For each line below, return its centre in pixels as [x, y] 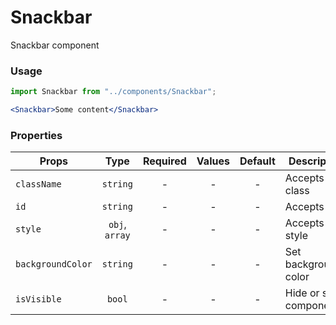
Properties [36, 135]
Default [257, 161]
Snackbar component [55, 45]
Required [164, 161]
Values [213, 161]
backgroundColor [54, 264]
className [38, 184]
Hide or [302, 293]
